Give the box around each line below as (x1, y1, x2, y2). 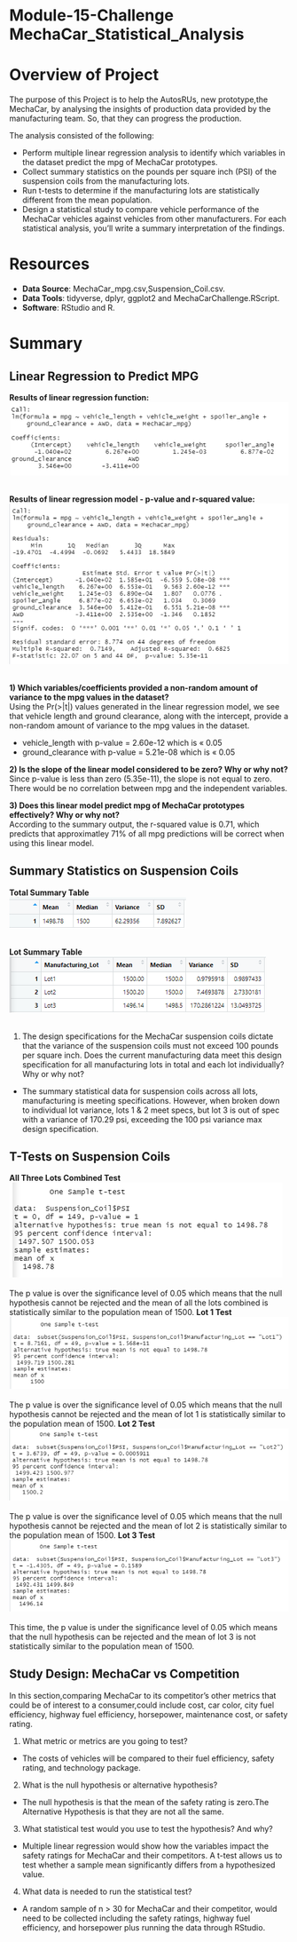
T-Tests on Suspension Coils (9, 1149, 171, 1164)
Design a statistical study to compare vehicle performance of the (21, 204, 260, 215)
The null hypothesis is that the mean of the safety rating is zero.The (21, 1796, 270, 1807)
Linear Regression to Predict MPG (9, 369, 199, 384)
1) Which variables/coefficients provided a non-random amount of (9, 682, 259, 693)
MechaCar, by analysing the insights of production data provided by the (9, 104, 271, 115)
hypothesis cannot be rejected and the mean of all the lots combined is (9, 1297, 269, 1308)
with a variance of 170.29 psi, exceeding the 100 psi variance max (21, 1114, 263, 1124)
